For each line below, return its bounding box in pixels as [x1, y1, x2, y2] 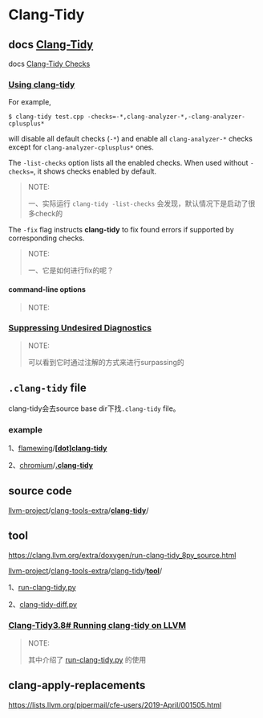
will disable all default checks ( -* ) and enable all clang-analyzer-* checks [8, 134, 253, 144]
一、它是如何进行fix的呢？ [27, 265, 115, 275]
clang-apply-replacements [8, 679, 146, 692]
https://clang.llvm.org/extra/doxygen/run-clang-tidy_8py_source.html [8, 550, 237, 560]
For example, [8, 97, 52, 107]
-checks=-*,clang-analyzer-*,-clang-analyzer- [87, 113, 246, 121]
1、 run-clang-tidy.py [8, 582, 76, 592]
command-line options [8, 284, 87, 294]
